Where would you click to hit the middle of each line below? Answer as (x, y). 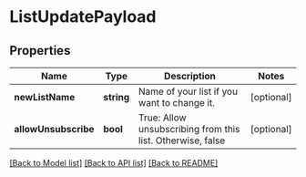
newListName (45, 97)
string (117, 97)
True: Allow (162, 118)
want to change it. (177, 103)
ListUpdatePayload (83, 17)
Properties (40, 51)
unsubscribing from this (189, 129)
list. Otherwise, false (182, 141)
